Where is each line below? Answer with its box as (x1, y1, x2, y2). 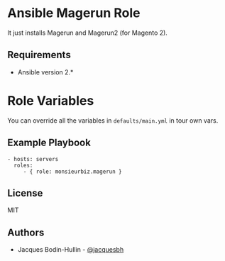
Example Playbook (7, 137, 91, 149)
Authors (7, 226, 45, 238)
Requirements (7, 49, 71, 61)
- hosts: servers (7, 155, 59, 162)
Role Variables (7, 92, 94, 109)
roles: (13, 162, 33, 169)
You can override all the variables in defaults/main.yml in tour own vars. (7, 116, 219, 125)
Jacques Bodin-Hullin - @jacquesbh (17, 245, 124, 254)
